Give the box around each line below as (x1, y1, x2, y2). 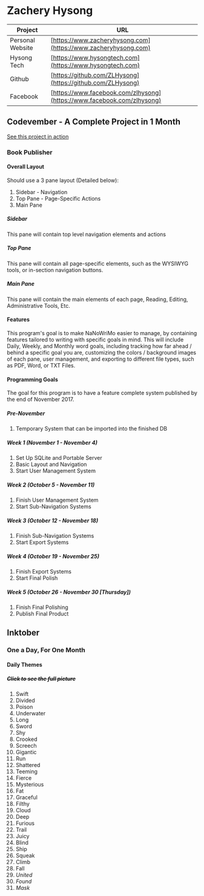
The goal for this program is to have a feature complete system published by (7, 389, 197, 397)
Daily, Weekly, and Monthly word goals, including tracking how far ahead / (7, 342, 192, 350)
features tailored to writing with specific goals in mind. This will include (7, 336, 184, 343)
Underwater (15, 709, 46, 717)
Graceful (15, 793, 38, 800)
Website (10, 43, 33, 52)
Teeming (15, 768, 38, 775)
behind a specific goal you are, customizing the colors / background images (7, 349, 197, 356)
